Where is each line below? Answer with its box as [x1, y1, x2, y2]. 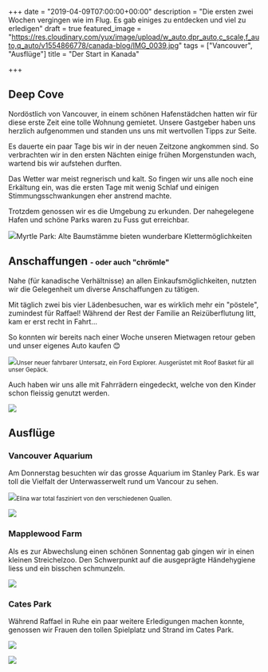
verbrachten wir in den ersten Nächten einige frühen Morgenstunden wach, [8, 149, 257, 159]
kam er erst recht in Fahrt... [8, 316, 98, 326]
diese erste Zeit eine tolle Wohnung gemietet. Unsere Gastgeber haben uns [8, 117, 256, 127]
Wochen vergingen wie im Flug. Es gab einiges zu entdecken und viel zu [8, 15, 246, 25]
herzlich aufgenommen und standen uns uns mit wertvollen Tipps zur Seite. [8, 125, 257, 135]
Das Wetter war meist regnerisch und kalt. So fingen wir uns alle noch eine [8, 173, 254, 183]
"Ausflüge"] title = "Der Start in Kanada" [8, 50, 140, 58]
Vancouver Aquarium [8, 450, 93, 461]
